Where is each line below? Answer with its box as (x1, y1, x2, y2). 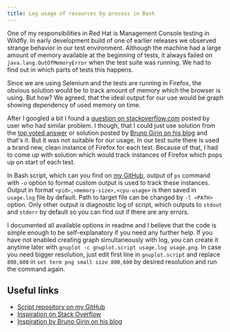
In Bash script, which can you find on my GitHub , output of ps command (7, 171, 211, 179)
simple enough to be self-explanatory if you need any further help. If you (7, 228, 213, 236)
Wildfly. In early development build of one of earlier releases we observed (7, 36, 216, 45)
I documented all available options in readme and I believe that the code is (7, 221, 217, 229)
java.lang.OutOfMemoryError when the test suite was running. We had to (7, 58, 211, 66)
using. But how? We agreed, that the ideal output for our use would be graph (7, 93, 224, 102)
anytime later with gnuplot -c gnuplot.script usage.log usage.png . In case (7, 243, 222, 251)
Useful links (7, 285, 60, 296)
